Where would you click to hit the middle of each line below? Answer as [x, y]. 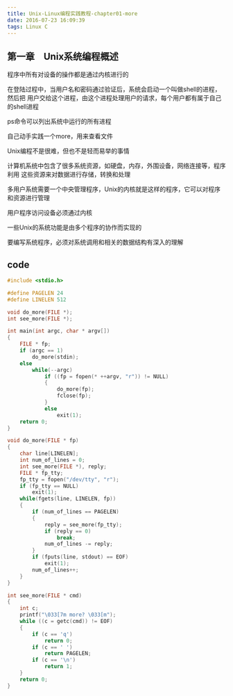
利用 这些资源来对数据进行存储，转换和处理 [69, 175]
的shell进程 [23, 107]
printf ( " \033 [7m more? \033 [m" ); [68, 615]
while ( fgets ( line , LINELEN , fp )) [68, 499]
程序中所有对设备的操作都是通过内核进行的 [68, 74]
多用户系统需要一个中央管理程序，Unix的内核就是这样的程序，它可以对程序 [114, 189]
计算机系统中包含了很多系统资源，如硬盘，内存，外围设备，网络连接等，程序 [116, 166]
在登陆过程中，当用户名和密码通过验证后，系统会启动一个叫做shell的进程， [114, 89]
